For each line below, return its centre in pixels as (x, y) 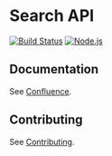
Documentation (54, 69)
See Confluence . (41, 91)
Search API (52, 16)
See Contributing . (42, 141)
